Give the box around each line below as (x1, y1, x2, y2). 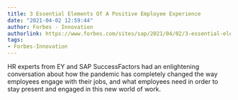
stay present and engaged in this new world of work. (7, 85, 161, 93)
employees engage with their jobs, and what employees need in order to (7, 77, 218, 85)
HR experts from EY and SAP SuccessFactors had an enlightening (7, 63, 200, 70)
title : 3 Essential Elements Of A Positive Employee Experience (7, 10, 201, 18)
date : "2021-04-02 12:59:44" (7, 17, 93, 24)
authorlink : (7, 30, 42, 37)
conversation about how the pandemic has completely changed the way (7, 70, 218, 78)
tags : (7, 37, 23, 44)
